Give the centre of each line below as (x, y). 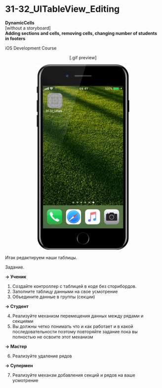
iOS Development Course (31, 48)
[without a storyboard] (28, 28)
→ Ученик (16, 276)
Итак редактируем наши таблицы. (41, 257)
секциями (23, 321)
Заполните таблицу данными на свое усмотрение (65, 291)
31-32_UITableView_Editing (62, 9)
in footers (15, 39)
